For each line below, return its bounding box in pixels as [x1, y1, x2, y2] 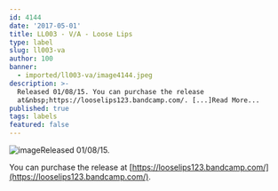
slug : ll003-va [9, 46, 66, 55]
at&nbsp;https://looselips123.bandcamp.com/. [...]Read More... [17, 95, 260, 105]
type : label [9, 37, 53, 47]
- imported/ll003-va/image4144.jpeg [17, 71, 153, 80]
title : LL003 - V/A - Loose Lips [9, 29, 133, 38]
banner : [9, 63, 38, 72]
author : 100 [9, 54, 53, 63]
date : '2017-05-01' [9, 21, 82, 30]
